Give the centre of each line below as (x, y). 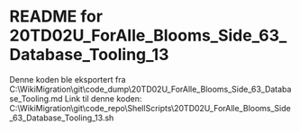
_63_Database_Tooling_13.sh (62, 118)
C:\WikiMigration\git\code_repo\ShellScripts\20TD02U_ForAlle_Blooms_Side (150, 108)
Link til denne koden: (103, 98)
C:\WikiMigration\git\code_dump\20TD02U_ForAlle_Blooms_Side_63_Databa (150, 89)
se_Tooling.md (36, 98)
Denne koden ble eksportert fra (68, 79)
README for (56, 17)
